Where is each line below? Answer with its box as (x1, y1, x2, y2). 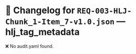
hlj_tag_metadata (5, 26, 80, 38)
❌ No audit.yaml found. (5, 43, 54, 49)
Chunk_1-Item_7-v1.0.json (5, 17, 115, 27)
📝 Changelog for (5, 5, 75, 16)
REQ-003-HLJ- (77, 6, 132, 16)
